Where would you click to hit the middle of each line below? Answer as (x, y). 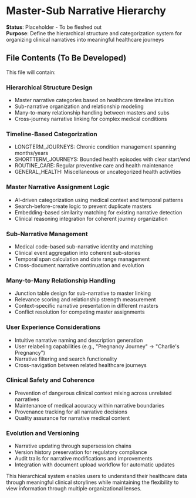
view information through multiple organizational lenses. (74, 489)
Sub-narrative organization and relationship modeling (79, 106)
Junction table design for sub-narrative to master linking (83, 293)
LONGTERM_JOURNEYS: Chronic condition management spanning (95, 147)
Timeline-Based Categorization (52, 134)
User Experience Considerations (53, 327)
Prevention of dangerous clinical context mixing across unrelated (93, 393)
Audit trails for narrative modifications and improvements (83, 459)
